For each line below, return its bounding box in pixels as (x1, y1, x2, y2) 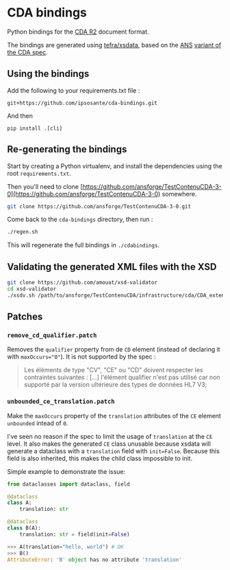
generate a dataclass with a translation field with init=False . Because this (7, 446, 220, 455)
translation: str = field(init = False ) (19, 531, 130, 538)
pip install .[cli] (7, 125, 63, 132)
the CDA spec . (7, 48, 48, 56)
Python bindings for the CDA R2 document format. (7, 27, 149, 36)
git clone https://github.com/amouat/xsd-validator (7, 280, 157, 286)
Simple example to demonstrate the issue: (7, 467, 126, 475)
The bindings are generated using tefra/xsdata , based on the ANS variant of (7, 41, 222, 49)
